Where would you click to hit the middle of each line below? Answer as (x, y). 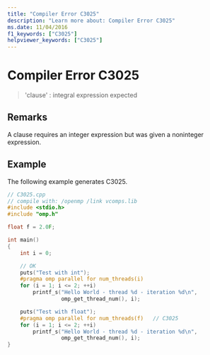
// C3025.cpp (27, 195)
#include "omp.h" (33, 214)
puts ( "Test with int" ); (55, 273)
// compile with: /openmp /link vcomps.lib (72, 201)
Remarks (28, 118)
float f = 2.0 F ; (31, 227)
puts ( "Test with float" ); (58, 312)
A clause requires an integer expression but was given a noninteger (105, 134)
